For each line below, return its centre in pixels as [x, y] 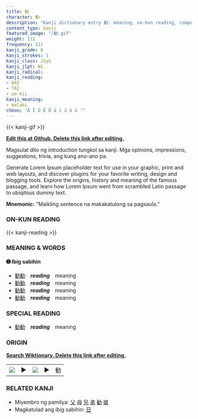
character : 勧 [23, 17]
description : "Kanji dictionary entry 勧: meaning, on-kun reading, [91, 22]
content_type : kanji [32, 28]
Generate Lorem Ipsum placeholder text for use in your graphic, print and [95, 168]
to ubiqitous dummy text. [36, 193]
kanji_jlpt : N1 [25, 66]
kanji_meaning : [25, 99]
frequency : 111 [25, 45]
